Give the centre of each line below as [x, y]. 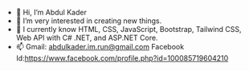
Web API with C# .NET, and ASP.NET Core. [87, 37]
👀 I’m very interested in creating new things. [89, 21]
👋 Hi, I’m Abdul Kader [51, 12]
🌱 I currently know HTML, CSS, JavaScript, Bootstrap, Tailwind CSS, [129, 29]
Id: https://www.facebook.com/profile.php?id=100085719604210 [122, 58]
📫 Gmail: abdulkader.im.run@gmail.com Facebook [100, 47]
